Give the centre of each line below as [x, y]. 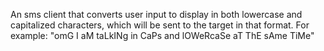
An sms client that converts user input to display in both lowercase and [156, 14]
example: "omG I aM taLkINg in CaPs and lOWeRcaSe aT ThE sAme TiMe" [162, 35]
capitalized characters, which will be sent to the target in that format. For [160, 25]
